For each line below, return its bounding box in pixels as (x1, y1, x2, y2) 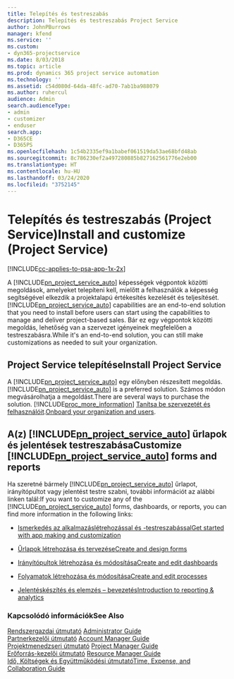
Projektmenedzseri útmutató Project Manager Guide (7, 642, 159, 650)
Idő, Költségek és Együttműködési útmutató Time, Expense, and (7, 657, 191, 666)
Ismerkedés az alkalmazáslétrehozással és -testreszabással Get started (17, 523, 224, 531)
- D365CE (7, 135, 33, 142)
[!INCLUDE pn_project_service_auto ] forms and (7, 450, 217, 462)
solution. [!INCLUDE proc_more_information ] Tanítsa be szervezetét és (7, 400, 211, 409)
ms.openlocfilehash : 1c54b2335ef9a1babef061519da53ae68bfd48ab (7, 148, 197, 155)
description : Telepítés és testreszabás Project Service (7, 17, 178, 24)
